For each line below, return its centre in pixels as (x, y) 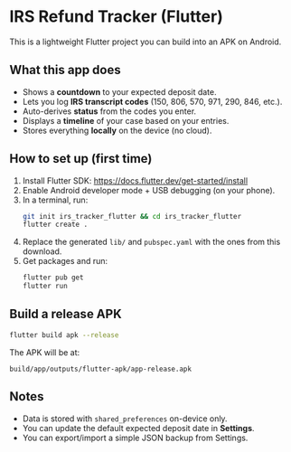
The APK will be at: (45, 352)
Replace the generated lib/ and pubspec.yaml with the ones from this (151, 242)
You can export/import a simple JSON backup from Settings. (135, 438)
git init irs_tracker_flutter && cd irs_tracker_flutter (132, 216)
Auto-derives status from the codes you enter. (109, 111)
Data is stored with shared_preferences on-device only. (125, 419)
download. (42, 251)
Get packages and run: (65, 261)
